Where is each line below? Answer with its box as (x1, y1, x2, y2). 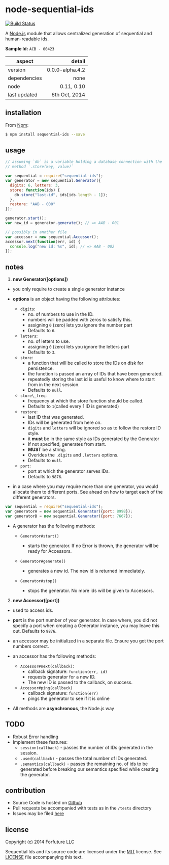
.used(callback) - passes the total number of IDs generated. (20, 755, 147, 761)
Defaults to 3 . (27, 349, 56, 355)
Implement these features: (12, 739, 68, 745)
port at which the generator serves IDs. (27, 468, 110, 474)
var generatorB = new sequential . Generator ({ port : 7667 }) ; (5, 513, 133, 519)
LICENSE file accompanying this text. (5, 854, 83, 860)
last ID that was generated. (27, 414, 84, 420)
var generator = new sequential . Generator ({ (5, 178, 101, 183)
